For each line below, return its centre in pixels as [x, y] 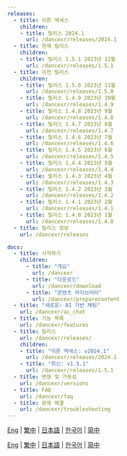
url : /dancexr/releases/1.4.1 [69, 209]
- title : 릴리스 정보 [41, 228]
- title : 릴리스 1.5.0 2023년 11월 [68, 85]
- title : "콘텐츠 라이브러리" [64, 293]
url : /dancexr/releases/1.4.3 [69, 182]
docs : [15, 247]
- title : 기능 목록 [39, 318]
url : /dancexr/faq [46, 396]
